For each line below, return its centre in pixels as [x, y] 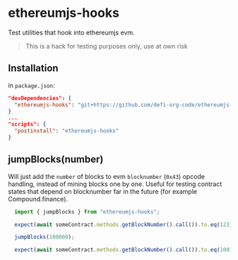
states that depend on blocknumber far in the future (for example [102, 191]
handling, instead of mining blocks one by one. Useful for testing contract [115, 184]
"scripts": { [27, 125]
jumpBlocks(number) [56, 160]
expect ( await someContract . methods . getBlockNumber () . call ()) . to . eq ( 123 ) [124, 224]
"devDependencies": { [40, 98]
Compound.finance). [38, 199]
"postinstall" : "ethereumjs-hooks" [67, 131]
